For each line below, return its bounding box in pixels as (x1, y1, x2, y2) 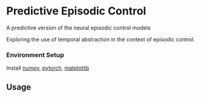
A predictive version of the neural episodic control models (6, 24, 151, 31)
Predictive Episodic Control (6, 4, 147, 18)
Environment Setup (6, 51, 65, 59)
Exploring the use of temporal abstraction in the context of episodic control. (6, 35, 196, 43)
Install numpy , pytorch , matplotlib (6, 64, 90, 72)
